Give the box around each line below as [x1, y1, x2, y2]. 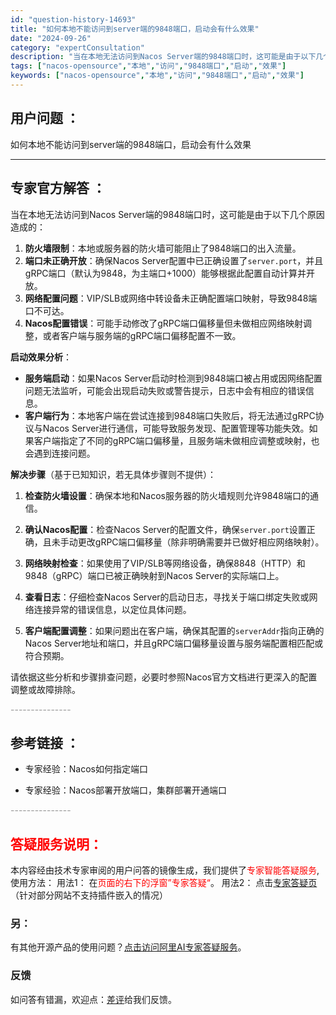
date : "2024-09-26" [10, 33, 92, 43]
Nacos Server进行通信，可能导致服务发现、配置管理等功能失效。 [42, 422, 310, 434]
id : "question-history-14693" [10, 14, 137, 25]
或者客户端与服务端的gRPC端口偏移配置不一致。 [42, 329, 242, 341]
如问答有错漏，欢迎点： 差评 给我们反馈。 [10, 993, 177, 1005]
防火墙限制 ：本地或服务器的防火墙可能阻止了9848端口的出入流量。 [24, 242, 302, 254]
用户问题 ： [10, 110, 80, 127]
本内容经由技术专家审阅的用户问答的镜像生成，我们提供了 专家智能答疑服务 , [10, 864, 320, 876]
